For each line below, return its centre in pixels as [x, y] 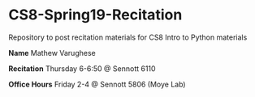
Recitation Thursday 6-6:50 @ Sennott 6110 [82, 68]
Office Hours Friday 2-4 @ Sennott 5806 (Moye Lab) [97, 84]
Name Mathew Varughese [52, 53]
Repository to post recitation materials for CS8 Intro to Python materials [128, 37]
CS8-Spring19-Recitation [95, 15]
